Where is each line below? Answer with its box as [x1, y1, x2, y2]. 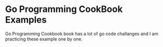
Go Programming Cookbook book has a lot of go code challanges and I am [5, 30, 159, 36]
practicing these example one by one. [5, 36, 83, 42]
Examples [5, 14, 47, 25]
